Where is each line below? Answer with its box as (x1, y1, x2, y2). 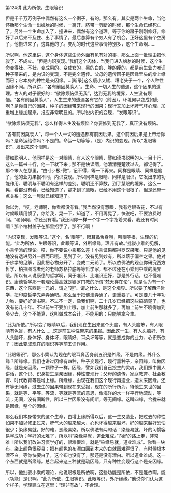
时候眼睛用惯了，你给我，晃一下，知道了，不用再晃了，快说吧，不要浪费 (5, 210, 157, 216)
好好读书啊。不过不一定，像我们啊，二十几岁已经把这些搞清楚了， (22, 298, 161, 304)
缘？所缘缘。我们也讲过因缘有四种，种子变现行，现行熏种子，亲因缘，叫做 (5, 358, 161, 364)
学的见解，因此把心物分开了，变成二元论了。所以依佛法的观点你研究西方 (14, 260, 166, 265)
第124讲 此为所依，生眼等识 (5, 5, 63, 10)
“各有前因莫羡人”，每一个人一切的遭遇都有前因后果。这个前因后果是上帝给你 (5, 131, 165, 137)
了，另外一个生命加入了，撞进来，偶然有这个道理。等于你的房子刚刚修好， (5, 28, 161, 34)
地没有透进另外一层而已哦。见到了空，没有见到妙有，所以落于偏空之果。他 (5, 253, 161, 259)
